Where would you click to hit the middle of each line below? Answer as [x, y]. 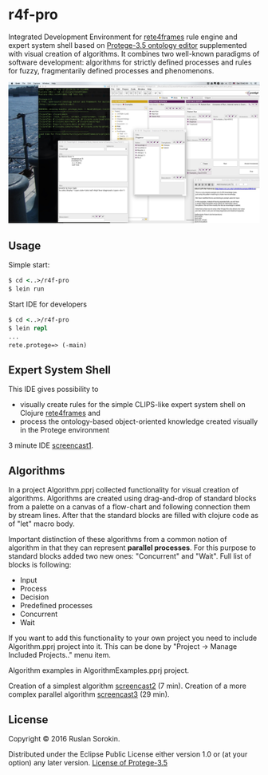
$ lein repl [28, 328]
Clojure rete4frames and [60, 413]
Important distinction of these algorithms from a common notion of [118, 540]
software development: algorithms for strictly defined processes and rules [130, 62]
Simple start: [29, 265]
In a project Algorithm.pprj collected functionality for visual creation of [124, 490]
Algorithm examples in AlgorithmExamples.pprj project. [99, 670]
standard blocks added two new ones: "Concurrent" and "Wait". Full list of [130, 556]
